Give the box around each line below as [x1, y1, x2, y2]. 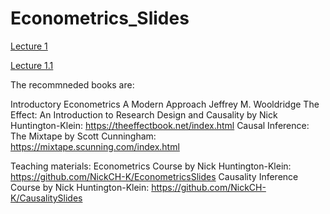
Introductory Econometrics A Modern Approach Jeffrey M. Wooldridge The [10, 98, 320, 110]
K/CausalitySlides [10, 192, 83, 204]
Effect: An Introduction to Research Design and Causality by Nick [10, 108, 278, 121]
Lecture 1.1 [10, 59, 54, 71]
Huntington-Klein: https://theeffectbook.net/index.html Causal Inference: [10, 119, 310, 131]
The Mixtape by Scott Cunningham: [10, 130, 157, 142]
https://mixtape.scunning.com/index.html [10, 140, 180, 152]
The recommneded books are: [10, 78, 135, 91]
